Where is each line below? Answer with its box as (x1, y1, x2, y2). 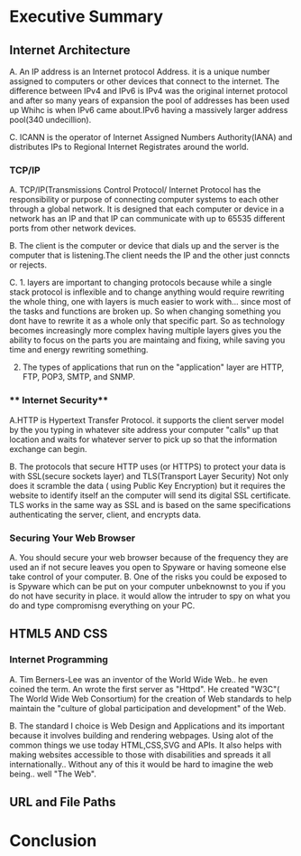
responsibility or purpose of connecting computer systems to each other (9, 194, 279, 205)
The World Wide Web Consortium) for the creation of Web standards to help (9, 693, 292, 704)
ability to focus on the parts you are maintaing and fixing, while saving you (9, 334, 286, 345)
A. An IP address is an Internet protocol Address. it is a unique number (9, 66, 270, 77)
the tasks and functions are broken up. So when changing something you (9, 306, 281, 317)
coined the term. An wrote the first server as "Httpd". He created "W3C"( (9, 683, 280, 694)
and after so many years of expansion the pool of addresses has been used (9, 95, 290, 106)
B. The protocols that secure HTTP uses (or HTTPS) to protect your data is (9, 461, 287, 472)
